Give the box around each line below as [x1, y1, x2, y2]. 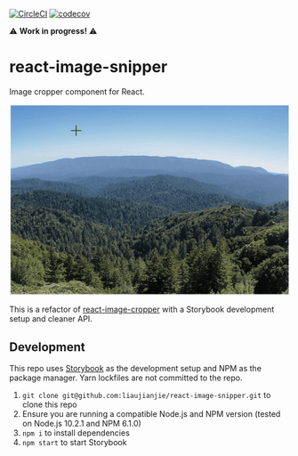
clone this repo [21, 399, 77, 410]
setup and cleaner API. [9, 313, 93, 324]
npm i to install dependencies [21, 427, 131, 438]
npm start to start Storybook [21, 437, 127, 448]
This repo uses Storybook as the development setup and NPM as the [9, 363, 262, 374]
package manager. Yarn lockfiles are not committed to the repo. [9, 372, 243, 383]
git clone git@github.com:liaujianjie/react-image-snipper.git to [21, 390, 271, 401]
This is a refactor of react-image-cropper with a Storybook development [9, 304, 275, 315]
